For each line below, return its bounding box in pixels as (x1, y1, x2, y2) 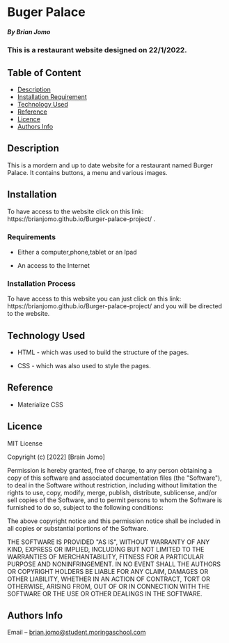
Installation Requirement (17, 92, 87, 101)
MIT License (7, 439, 43, 447)
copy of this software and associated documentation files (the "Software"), (7, 474, 223, 482)
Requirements (7, 232, 56, 241)
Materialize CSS (17, 400, 64, 409)
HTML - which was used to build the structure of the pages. (17, 348, 189, 356)
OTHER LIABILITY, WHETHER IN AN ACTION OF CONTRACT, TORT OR (7, 575, 210, 583)
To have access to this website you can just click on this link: (7, 294, 182, 303)
